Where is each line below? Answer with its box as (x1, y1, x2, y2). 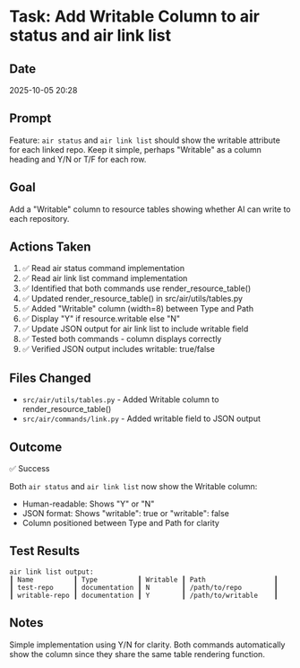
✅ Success (9, 463, 50, 474)
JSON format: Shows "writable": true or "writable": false (21, 508, 230, 519)
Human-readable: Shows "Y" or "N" (21, 498, 155, 509)
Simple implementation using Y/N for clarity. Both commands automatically (9, 639, 286, 650)
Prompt (9, 110, 52, 127)
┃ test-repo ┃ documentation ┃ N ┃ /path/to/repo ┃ (9, 583, 279, 592)
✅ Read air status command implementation (21, 263, 185, 274)
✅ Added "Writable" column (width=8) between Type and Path (21, 303, 253, 314)
